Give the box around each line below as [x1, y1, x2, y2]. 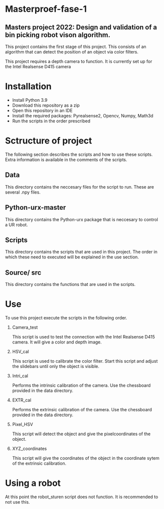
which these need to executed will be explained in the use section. [5, 254, 139, 260]
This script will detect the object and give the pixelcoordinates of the [12, 431, 151, 437]
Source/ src [5, 268, 42, 277]
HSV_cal [12, 349, 29, 355]
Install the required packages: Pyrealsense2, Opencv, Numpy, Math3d [12, 113, 153, 118]
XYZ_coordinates [12, 446, 47, 452]
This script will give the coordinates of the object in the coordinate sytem [12, 455, 160, 461]
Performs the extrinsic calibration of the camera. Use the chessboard [12, 407, 152, 413]
